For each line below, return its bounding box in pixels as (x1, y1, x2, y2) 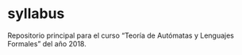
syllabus (7, 5, 65, 23)
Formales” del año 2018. (7, 38, 86, 48)
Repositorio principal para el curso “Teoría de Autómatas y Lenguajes (7, 31, 235, 40)
